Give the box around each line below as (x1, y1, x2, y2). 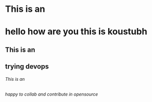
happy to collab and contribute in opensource (5, 91, 98, 97)
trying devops (5, 63, 49, 71)
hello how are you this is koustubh (5, 26, 148, 37)
